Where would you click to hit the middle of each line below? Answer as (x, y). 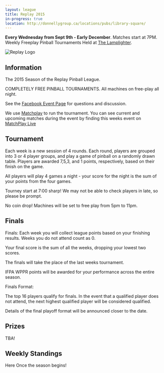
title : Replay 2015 (25, 14)
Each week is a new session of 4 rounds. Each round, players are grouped (80, 151)
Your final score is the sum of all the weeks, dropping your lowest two (76, 247)
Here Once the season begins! (36, 365)
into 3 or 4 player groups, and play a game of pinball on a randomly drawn (80, 156)
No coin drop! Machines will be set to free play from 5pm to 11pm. (71, 205)
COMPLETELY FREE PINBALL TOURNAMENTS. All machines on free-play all (82, 89)
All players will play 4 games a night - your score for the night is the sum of (81, 176)
